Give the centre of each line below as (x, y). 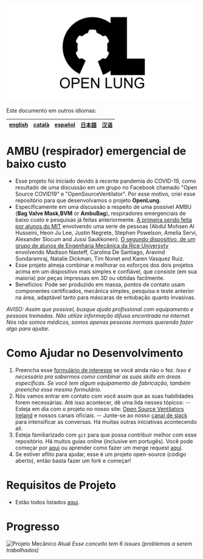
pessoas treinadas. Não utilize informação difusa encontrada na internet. (99, 315)
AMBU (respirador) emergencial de (96, 151)
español (65, 125)
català (41, 125)
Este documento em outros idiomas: (51, 111)
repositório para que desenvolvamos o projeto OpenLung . (88, 200)
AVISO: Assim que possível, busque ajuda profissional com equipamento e (100, 309)
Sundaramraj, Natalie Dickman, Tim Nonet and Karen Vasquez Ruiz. (99, 258)
